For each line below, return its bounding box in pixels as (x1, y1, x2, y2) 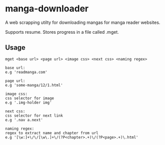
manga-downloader (5, 3, 89, 14)
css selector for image (5, 95, 55, 101)
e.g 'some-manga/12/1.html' (5, 82, 63, 87)
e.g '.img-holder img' (5, 100, 52, 105)
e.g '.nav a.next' (5, 117, 43, 122)
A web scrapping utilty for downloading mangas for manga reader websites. (5, 19, 161, 25)
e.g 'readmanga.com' (5, 70, 48, 74)
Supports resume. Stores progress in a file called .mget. (5, 29, 119, 35)
